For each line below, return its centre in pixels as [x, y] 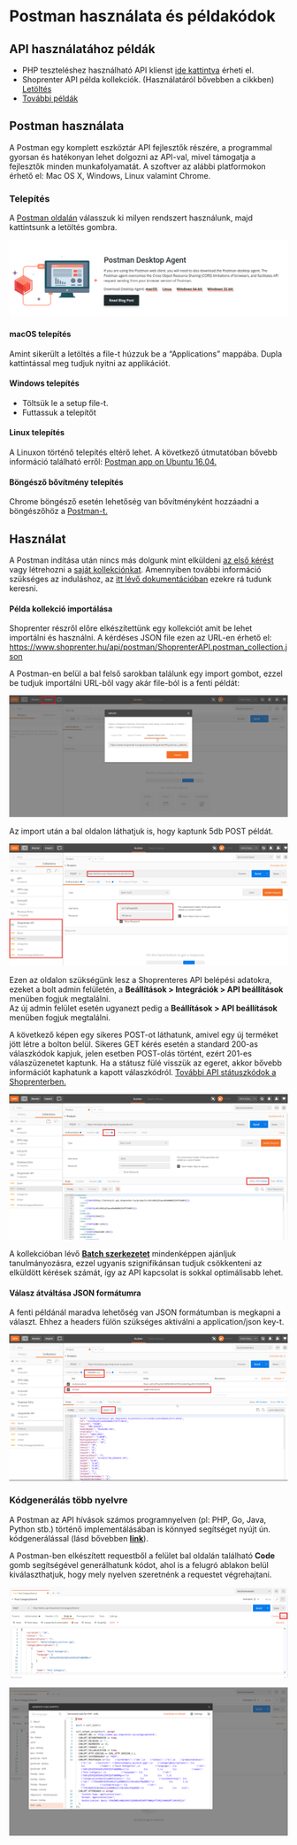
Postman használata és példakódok [142, 16]
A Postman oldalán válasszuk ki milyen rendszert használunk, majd [131, 218]
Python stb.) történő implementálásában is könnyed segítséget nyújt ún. [140, 1529]
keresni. [23, 588]
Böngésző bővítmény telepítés [66, 482]
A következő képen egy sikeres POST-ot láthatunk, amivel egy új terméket [144, 1035]
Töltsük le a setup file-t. [65, 403]
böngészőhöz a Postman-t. [58, 511]
